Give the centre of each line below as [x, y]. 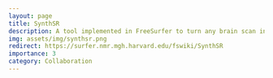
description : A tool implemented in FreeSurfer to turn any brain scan [132, 31]
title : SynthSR [34, 24]
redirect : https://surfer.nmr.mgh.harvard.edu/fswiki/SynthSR [116, 46]
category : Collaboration [50, 62]
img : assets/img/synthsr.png [58, 39]
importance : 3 [32, 54]
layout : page [30, 16]
